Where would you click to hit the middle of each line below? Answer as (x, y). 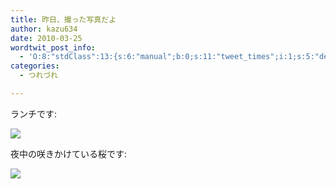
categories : (35, 66)
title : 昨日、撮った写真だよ (63, 19)
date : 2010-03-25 (46, 38)
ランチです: (34, 113)
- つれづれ (38, 76)
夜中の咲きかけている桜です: (69, 153)
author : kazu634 (44, 29)
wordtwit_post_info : (53, 47)
